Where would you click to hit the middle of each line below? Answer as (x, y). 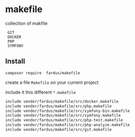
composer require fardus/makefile (43, 73)
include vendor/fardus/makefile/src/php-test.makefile (64, 120)
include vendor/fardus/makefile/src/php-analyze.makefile (67, 125)
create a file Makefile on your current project (52, 82)
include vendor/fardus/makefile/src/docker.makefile (62, 101)
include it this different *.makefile (40, 92)
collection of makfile (27, 23)
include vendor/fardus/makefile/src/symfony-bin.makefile (67, 111)
